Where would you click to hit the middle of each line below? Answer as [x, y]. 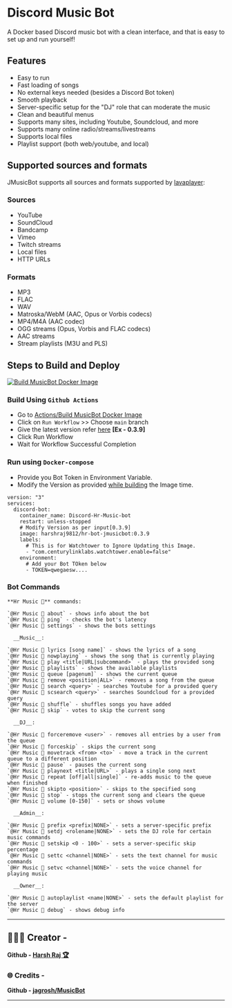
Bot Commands [33, 587]
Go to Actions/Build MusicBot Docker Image [80, 415]
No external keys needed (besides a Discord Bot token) [96, 92]
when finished [28, 783]
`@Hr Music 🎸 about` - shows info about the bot [78, 613]
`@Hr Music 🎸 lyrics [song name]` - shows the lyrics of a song [101, 650]
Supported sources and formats [77, 166]
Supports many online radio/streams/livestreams [86, 129]
